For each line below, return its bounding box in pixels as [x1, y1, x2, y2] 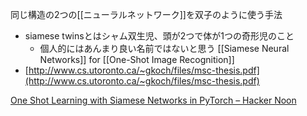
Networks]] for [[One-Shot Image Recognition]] [39, 54, 235, 65]
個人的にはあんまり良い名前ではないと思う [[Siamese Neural [39, 43, 290, 54]
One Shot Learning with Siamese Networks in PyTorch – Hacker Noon [10, 94, 297, 106]
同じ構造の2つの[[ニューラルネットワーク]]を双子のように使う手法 [10, 9, 283, 20]
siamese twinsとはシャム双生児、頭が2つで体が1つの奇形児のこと [24, 30, 295, 42]
